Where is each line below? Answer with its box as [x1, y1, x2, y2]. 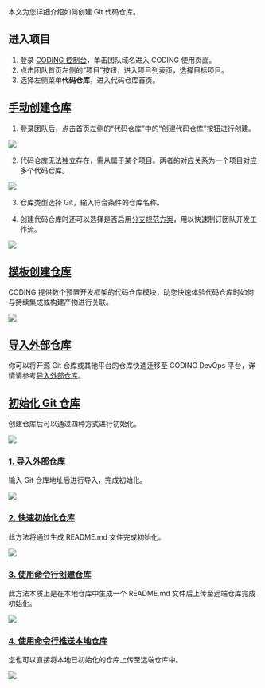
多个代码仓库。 [19, 165, 69, 175]
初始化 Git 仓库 [8, 396, 81, 409]
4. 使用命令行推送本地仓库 [8, 635, 108, 646]
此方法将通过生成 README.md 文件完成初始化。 [8, 532, 166, 541]
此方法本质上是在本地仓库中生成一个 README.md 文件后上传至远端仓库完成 [8, 588, 256, 598]
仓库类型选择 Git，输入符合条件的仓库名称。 [19, 197, 165, 207]
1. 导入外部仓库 [8, 456, 66, 467]
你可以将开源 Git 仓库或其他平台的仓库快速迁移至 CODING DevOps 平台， [8, 361, 249, 370]
